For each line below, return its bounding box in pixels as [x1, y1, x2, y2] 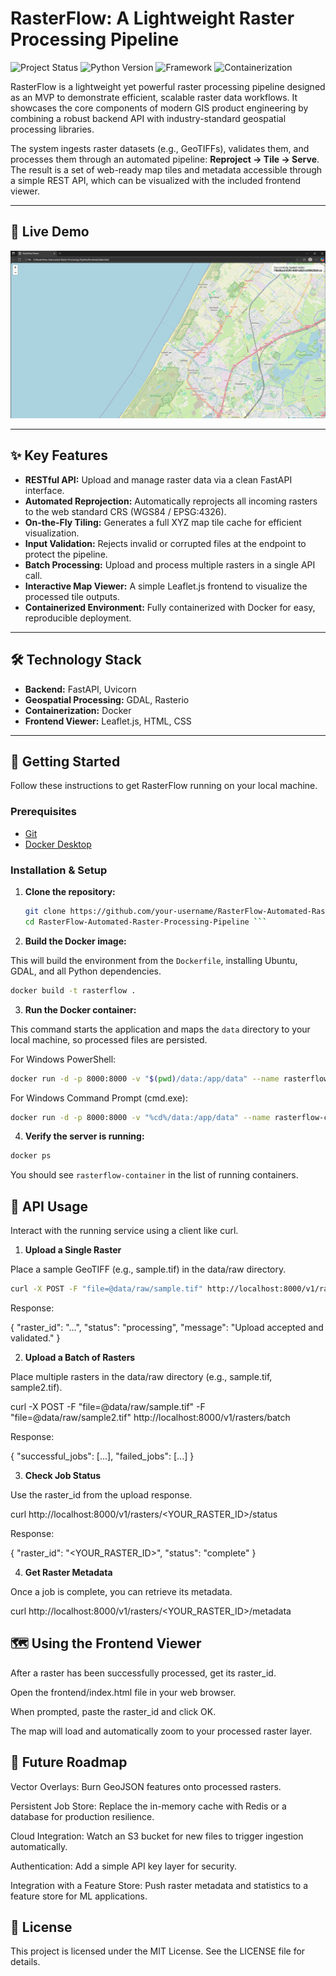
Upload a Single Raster [24, 1244, 122, 1256]
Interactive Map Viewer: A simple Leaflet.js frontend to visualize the [24, 580, 308, 592]
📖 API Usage [10, 1198, 89, 1215]
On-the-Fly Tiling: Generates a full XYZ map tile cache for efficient [24, 516, 302, 528]
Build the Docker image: [24, 935, 127, 947]
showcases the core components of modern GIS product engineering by [10, 102, 309, 114]
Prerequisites [10, 805, 77, 819]
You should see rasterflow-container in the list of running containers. [10, 1169, 299, 1181]
